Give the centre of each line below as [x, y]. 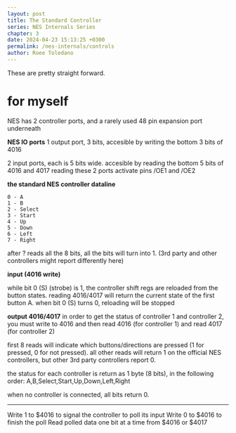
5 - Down [20, 228]
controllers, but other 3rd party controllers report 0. [82, 360]
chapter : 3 [23, 33]
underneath [24, 128]
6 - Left [20, 234]
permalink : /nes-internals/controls [61, 46]
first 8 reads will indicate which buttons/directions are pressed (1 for [106, 344]
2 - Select [23, 209]
